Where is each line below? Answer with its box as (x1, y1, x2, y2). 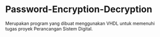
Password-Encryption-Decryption (5, 4, 152, 15)
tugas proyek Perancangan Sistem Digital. (5, 25, 93, 31)
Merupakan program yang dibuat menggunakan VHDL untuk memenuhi (5, 20, 155, 26)
